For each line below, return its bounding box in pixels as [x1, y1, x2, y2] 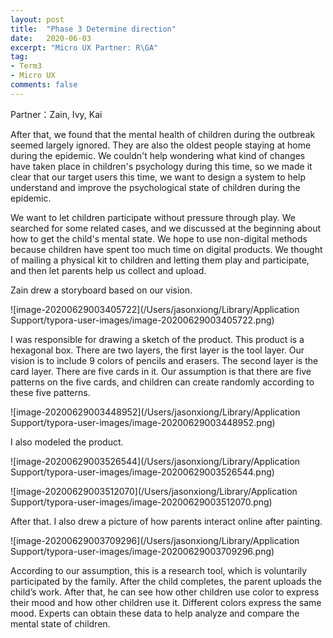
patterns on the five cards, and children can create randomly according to [10, 376, 315, 388]
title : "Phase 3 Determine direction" [10, 24, 177, 34]
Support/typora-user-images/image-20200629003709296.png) [10, 545, 275, 557]
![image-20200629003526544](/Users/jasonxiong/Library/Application [10, 455, 301, 467]
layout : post [10, 14, 65, 25]
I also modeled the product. [10, 436, 124, 448]
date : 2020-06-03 [10, 33, 92, 43]
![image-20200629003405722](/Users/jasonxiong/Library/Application [10, 303, 300, 315]
